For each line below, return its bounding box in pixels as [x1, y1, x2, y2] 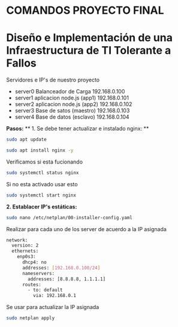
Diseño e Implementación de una [6, 31, 173, 45]
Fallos [6, 56, 37, 70]
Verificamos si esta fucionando [6, 158, 83, 165]
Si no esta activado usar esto [6, 180, 78, 187]
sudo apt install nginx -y [6, 147, 74, 153]
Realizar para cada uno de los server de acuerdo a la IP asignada [6, 225, 167, 232]
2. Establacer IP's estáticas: [6, 203, 77, 210]
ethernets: [11, 248, 39, 255]
